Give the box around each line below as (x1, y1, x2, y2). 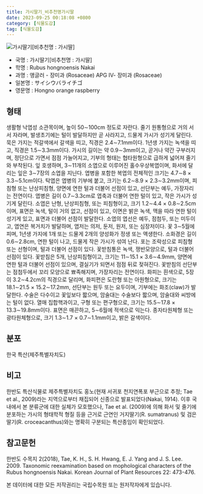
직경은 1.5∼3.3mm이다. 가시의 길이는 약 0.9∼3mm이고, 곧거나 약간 (14, 147, 174, 154)
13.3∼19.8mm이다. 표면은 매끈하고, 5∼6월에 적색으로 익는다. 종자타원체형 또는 (6, 306, 194, 314)
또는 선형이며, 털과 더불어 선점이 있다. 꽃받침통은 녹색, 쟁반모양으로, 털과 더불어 (6, 245, 194, 253)
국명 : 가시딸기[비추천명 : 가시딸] (15, 56, 92, 64)
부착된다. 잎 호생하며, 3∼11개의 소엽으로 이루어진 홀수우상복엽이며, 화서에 (12, 162, 187, 169)
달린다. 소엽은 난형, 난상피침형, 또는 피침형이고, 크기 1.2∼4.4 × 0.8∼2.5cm (17, 200, 196, 207)
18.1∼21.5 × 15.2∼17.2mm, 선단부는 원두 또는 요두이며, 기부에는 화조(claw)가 (6, 284, 190, 291)
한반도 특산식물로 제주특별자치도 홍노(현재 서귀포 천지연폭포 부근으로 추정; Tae (6, 387, 193, 395)
